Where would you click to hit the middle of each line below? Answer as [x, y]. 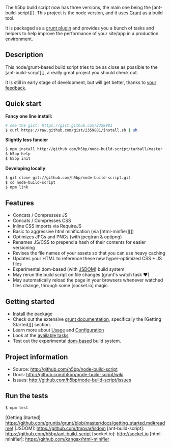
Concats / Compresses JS [40, 215]
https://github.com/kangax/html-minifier [67, 439]
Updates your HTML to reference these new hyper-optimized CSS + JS [87, 259]
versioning [24, 248]
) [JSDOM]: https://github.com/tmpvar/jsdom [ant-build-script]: [78, 428]
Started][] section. [32, 325]
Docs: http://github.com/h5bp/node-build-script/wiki [68, 375]
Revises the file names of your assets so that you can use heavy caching [89, 253]
